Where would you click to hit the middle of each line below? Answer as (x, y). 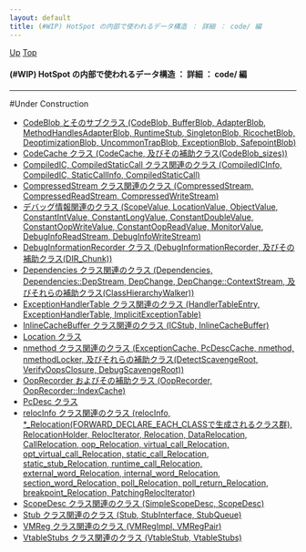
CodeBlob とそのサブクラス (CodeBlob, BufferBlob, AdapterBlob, (144, 122)
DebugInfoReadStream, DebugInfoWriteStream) (112, 236)
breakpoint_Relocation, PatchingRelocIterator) (109, 492)
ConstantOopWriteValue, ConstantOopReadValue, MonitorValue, (143, 226)
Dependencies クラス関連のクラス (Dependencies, (117, 270)
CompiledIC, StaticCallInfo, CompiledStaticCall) (111, 175)
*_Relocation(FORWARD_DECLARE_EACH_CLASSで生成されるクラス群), (158, 424)
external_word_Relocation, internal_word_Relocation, (122, 473)
